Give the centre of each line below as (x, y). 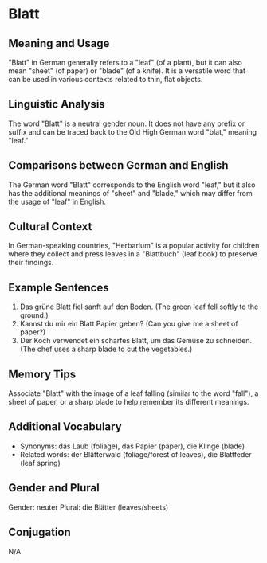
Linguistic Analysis (57, 104)
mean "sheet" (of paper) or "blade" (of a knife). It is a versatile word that (127, 71)
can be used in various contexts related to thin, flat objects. (106, 79)
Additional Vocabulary (65, 427)
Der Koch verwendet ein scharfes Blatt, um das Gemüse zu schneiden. (136, 341)
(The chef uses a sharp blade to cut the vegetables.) (106, 349)
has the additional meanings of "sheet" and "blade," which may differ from (130, 193)
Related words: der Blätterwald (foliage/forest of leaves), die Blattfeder (136, 454)
